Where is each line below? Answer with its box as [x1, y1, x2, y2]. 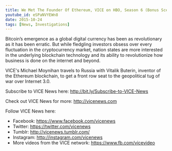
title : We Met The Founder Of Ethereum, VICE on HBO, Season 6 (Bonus [5, 7, 159, 13]
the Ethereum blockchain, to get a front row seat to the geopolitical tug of [5, 73, 160, 79]
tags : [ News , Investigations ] [5, 21, 70, 27]
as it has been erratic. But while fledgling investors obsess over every [5, 41, 152, 48]
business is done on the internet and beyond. [5, 57, 101, 64]
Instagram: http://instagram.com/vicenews [12, 134, 103, 141]
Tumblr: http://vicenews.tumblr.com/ [12, 129, 90, 135]
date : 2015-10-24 [5, 17, 42, 22]
